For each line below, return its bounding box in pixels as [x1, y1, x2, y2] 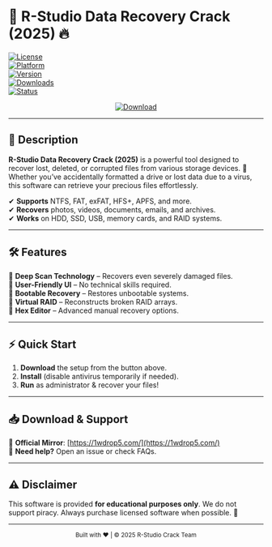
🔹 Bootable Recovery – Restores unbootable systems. [8, 288, 189, 298]
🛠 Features [8, 246, 67, 259]
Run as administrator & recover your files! [19, 380, 159, 390]
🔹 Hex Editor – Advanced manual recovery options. [8, 306, 180, 315]
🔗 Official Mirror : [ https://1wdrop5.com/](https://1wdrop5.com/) [8, 438, 220, 448]
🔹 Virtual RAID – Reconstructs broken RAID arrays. [8, 297, 178, 306]
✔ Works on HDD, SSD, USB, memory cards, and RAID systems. [8, 213, 223, 223]
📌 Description [8, 133, 79, 147]
